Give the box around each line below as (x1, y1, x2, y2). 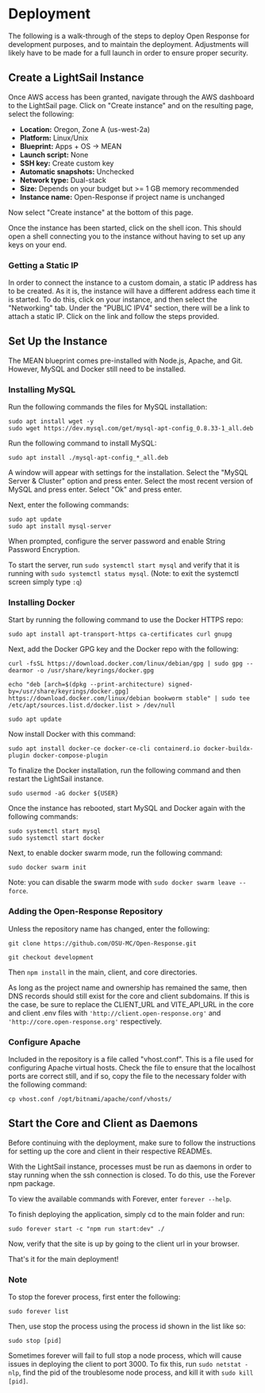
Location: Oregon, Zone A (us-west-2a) (19, 124, 151, 134)
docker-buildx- (203, 745, 254, 753)
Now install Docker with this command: (8, 730, 136, 739)
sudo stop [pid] (8, 1337, 62, 1345)
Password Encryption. (8, 545, 81, 554)
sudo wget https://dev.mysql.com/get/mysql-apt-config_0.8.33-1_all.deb (8, 425, 254, 433)
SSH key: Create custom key (19, 158, 114, 168)
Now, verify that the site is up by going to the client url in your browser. (8, 1239, 240, 1248)
